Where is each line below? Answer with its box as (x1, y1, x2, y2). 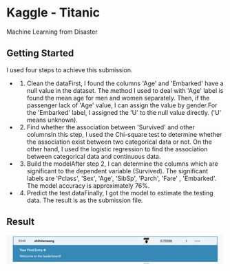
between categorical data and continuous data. (26, 152, 161, 160)
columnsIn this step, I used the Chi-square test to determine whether (26, 130, 222, 138)
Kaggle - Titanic (6, 5, 101, 21)
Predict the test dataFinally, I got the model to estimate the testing (26, 188, 214, 197)
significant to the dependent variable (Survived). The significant (26, 166, 208, 175)
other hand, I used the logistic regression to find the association (26, 144, 208, 153)
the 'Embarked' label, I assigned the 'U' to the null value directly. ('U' (26, 108, 222, 116)
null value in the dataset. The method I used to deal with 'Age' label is (26, 86, 224, 94)
